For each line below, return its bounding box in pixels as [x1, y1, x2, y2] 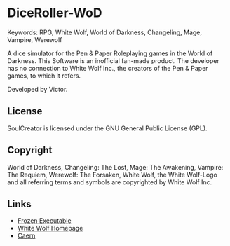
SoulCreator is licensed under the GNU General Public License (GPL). [7, 124, 208, 132]
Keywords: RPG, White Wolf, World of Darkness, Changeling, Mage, [7, 28, 202, 36]
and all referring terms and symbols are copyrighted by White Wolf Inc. [7, 177, 212, 186]
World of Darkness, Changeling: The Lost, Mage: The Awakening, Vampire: [7, 163, 224, 171]
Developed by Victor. [7, 85, 68, 93]
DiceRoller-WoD [7, 5, 102, 21]
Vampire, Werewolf [7, 35, 62, 43]
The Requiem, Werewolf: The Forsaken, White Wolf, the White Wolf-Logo [7, 170, 217, 179]
